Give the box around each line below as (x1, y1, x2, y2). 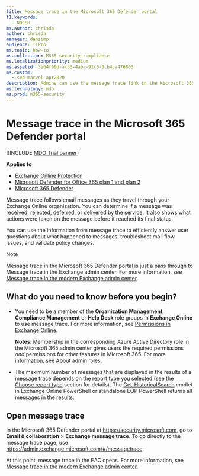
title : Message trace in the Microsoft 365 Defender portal (6, 8, 158, 15)
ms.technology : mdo (6, 86, 54, 92)
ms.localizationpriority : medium (6, 58, 89, 64)
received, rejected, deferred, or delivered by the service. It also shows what (6, 209, 191, 216)
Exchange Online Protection (14, 172, 83, 179)
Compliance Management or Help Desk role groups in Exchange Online (14, 314, 192, 321)
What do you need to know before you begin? (6, 292, 178, 302)
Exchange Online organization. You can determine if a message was (6, 202, 172, 209)
